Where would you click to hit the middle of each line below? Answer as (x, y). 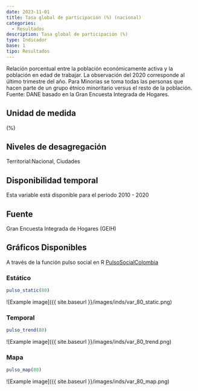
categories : (21, 23)
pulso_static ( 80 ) (28, 291)
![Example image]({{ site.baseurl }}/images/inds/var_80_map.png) (88, 381)
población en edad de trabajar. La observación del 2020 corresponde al (96, 75)
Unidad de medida (41, 113)
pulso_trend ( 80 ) (27, 330)
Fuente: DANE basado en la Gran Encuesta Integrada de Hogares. (88, 94)
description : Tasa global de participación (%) (67, 34)
